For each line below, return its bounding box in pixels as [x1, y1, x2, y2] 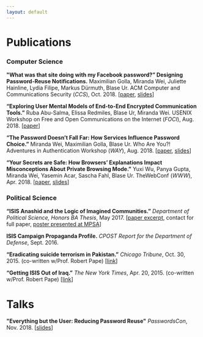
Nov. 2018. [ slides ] [6, 324, 53, 331]
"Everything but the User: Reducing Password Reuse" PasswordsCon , [6, 317, 188, 325]
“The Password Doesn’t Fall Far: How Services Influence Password [6, 134, 180, 142]
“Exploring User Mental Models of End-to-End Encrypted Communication [6, 102, 197, 110]
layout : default [6, 9, 48, 15]
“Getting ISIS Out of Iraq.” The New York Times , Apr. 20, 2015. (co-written [6, 269, 194, 276]
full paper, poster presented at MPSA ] [6, 221, 102, 228]
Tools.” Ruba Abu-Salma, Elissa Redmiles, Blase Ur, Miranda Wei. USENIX [6, 109, 192, 116]
